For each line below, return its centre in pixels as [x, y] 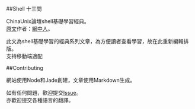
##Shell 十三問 [24, 9]
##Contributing [25, 68]
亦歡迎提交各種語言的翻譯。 [40, 100]
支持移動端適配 [24, 56]
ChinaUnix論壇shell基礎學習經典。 [48, 21]
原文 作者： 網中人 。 [30, 29]
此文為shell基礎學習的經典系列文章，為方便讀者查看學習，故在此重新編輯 [95, 41]
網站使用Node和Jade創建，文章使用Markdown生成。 [71, 80]
